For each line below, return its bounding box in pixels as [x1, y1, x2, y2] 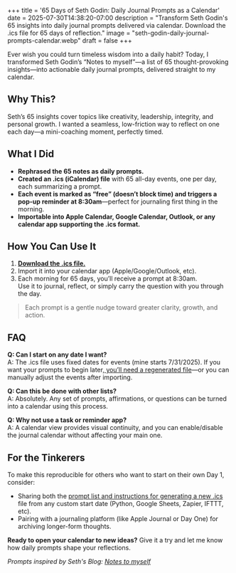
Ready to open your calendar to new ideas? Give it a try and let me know [7, 536, 223, 545]
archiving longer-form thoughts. [17, 522, 112, 531]
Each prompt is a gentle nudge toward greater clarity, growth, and [24, 303, 218, 312]
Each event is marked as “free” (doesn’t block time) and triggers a [17, 189, 218, 198]
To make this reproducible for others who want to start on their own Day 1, [7, 471, 225, 479]
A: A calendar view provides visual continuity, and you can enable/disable [7, 424, 223, 432]
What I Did [7, 148, 55, 160]
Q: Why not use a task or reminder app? [7, 416, 127, 424]
